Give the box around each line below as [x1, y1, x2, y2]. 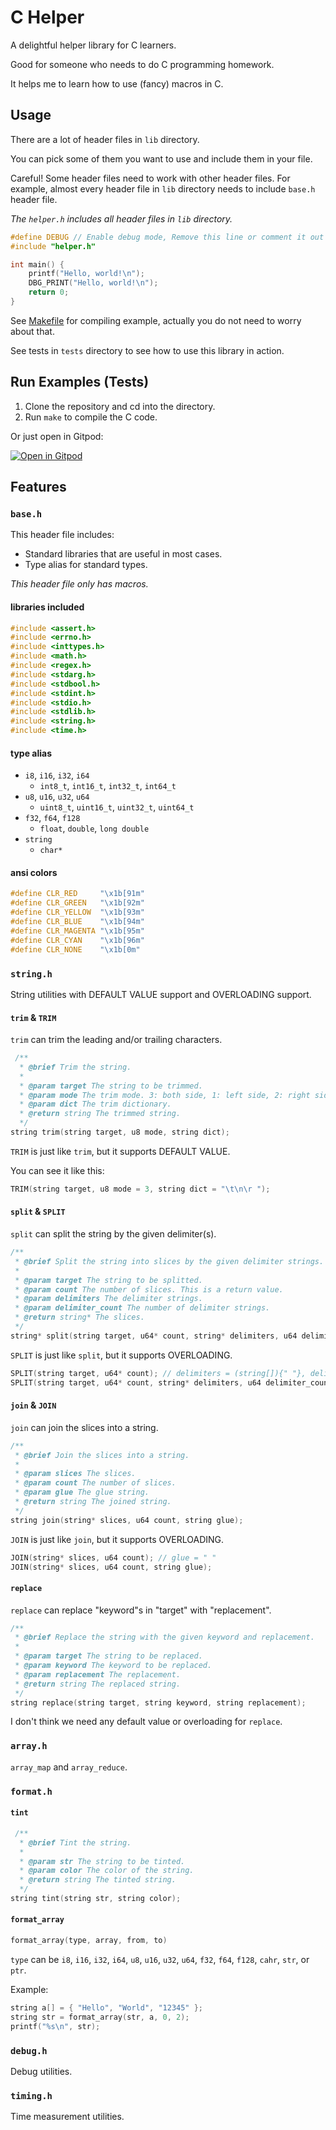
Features [10, 479, 67, 496]
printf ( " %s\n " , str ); [10, 2021, 101, 2031]
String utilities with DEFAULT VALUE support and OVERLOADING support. [10, 988, 312, 1000]
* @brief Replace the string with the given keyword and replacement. [14, 1632, 315, 1643]
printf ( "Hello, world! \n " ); [28, 269, 145, 279]
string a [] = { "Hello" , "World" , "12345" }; [10, 2002, 204, 2013]
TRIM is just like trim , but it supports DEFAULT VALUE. [10, 1145, 231, 1157]
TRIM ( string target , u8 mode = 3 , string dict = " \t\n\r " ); [10, 1184, 271, 1194]
